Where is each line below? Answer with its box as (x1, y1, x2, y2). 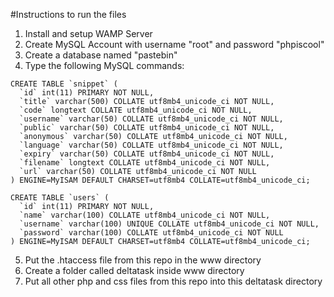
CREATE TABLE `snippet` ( (10, 79, 118, 89)
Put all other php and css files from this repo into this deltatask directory (24, 275, 323, 287)
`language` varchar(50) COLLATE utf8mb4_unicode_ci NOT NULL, (19, 140, 284, 150)
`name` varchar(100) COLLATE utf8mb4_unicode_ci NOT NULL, (19, 210, 271, 220)
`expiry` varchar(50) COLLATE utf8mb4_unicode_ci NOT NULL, (19, 149, 275, 159)
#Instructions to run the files (10, 9, 127, 20)
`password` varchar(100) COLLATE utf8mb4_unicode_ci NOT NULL (19, 228, 284, 238)
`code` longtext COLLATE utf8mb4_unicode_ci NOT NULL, (19, 105, 253, 115)
